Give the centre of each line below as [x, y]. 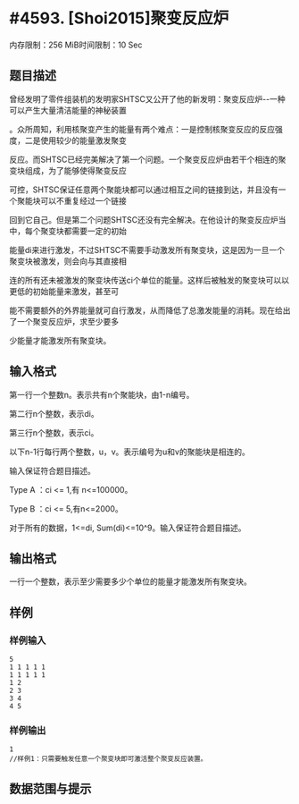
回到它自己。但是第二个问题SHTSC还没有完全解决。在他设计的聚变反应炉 [144, 219]
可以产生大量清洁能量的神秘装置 [68, 110]
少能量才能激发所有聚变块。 [60, 340]
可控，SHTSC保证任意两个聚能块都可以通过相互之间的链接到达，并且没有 [144, 190]
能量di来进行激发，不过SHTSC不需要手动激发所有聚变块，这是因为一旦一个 [147, 250]
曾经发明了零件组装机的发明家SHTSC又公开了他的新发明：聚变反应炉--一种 [147, 98]
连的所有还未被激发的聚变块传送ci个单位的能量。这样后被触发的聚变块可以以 [149, 280]
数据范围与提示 [50, 788]
